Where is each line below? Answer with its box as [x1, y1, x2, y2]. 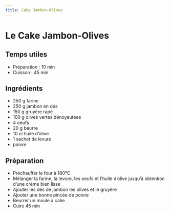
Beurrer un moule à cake [12, 198, 65, 204]
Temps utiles [5, 50, 48, 59]
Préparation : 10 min [12, 64, 55, 70]
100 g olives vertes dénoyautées [12, 114, 81, 120]
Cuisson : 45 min [12, 69, 49, 75]
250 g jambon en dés [12, 103, 58, 110]
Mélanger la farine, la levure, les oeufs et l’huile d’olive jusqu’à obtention [12, 175, 165, 182]
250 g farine [12, 98, 39, 104]
